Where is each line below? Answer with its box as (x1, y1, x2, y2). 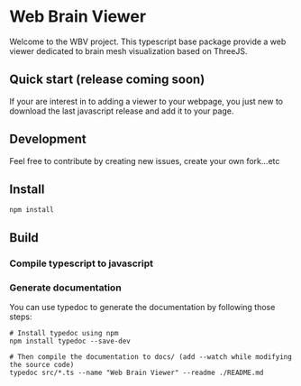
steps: (9, 311, 32, 322)
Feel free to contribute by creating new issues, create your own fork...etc (9, 155, 280, 166)
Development (9, 132, 87, 147)
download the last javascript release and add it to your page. (9, 106, 234, 116)
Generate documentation (9, 281, 122, 294)
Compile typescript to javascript (9, 257, 154, 270)
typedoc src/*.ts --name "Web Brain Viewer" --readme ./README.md (9, 368, 264, 377)
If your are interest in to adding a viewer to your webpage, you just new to (9, 96, 284, 106)
